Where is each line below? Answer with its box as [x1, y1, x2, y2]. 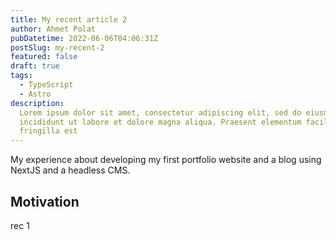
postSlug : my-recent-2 [10, 42, 105, 53]
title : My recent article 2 [10, 14, 128, 25]
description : [10, 98, 65, 108]
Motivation [10, 193, 80, 210]
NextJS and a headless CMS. [10, 164, 131, 176]
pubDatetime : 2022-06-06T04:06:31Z [10, 33, 159, 43]
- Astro [19, 89, 52, 99]
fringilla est [19, 126, 78, 136]
